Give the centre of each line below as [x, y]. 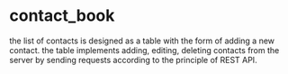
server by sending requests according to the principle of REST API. [134, 60]
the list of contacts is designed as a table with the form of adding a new [142, 41]
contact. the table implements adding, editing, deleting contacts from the [144, 50]
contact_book [62, 16]
